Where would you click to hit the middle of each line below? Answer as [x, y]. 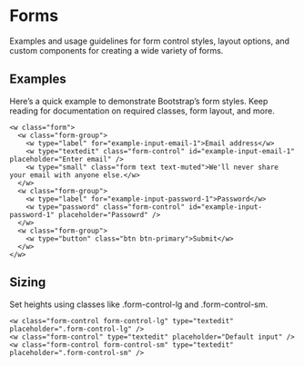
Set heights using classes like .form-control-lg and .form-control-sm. [139, 304]
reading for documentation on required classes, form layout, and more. [142, 111]
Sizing [28, 282]
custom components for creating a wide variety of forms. [117, 50]
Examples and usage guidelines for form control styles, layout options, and [149, 41]
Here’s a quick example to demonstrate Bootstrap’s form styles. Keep [139, 101]
